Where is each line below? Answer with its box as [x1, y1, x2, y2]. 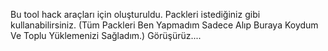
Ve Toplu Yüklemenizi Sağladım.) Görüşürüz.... [10, 30, 202, 41]
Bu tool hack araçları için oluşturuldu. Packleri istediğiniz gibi [10, 9, 261, 20]
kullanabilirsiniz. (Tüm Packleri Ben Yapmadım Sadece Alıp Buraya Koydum [10, 19, 319, 31]
